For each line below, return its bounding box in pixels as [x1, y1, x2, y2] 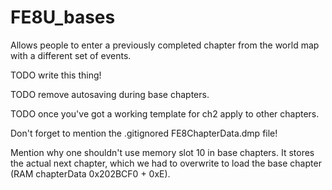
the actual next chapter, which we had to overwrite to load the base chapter [10, 157, 322, 169]
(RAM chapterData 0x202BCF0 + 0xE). [10, 167, 171, 180]
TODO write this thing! [10, 69, 102, 81]
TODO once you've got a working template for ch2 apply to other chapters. [10, 107, 320, 120]
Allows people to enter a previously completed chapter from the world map [10, 39, 320, 51]
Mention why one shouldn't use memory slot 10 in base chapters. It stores [10, 146, 315, 158]
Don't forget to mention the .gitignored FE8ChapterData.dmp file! [10, 127, 278, 139]
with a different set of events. [10, 49, 132, 61]
